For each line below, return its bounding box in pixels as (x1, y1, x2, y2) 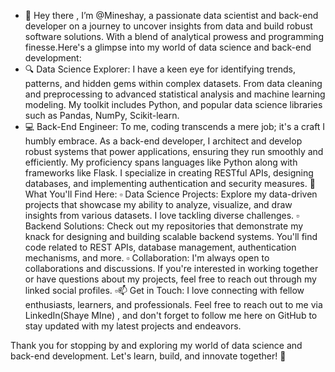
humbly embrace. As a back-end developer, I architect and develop (24, 135, 303, 147)
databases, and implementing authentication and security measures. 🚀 (24, 178, 316, 189)
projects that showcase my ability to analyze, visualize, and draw (24, 199, 293, 210)
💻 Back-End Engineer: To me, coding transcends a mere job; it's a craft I (24, 121, 326, 132)
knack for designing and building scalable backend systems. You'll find (24, 231, 318, 242)
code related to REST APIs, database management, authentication (24, 241, 297, 253)
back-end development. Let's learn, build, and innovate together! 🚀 (10, 350, 287, 362)
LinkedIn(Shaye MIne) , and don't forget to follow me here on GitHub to (24, 310, 318, 321)
